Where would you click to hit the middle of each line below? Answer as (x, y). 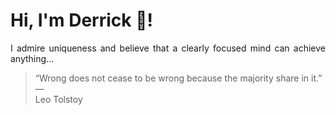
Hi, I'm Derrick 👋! (81, 20)
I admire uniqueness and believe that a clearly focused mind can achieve (168, 48)
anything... (32, 58)
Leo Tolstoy (58, 99)
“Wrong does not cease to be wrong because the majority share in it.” (178, 78)
